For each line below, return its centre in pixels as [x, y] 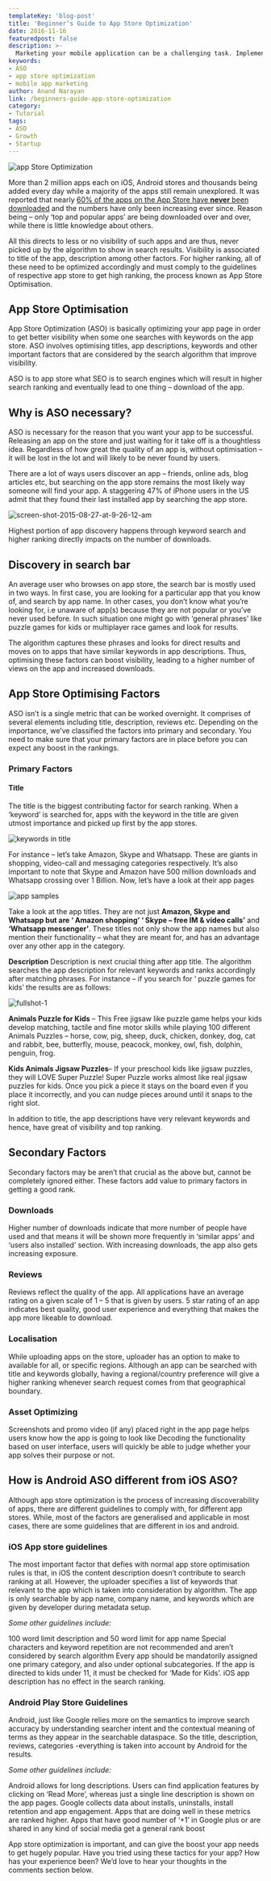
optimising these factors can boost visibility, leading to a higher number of [132, 660]
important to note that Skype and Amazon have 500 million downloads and [132, 871]
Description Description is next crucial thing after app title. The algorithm [130, 961]
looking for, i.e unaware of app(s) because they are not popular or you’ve [130, 609]
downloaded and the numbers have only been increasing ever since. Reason [135, 208]
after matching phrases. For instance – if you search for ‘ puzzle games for [132, 978]
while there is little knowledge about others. [81, 225]
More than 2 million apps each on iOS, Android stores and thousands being [133, 182]
